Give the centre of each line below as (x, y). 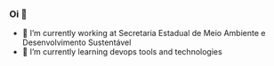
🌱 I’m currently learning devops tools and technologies (122, 52)
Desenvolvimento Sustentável (77, 42)
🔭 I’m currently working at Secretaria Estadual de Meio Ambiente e (144, 33)
